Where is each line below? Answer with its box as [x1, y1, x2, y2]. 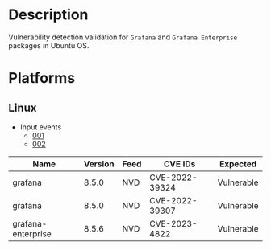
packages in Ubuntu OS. [8, 40, 90, 50]
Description [8, 6, 89, 24]
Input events [19, 122, 62, 132]
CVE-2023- [148, 218, 198, 229]
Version [83, 158, 115, 170]
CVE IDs [163, 158, 196, 170]
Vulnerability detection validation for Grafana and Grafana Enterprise [8, 32, 238, 42]
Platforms [8, 69, 75, 88]
